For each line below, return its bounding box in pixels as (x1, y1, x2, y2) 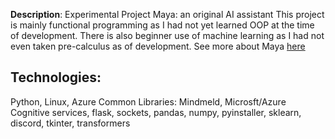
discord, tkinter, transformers (10, 117, 131, 129)
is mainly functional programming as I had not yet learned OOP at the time (10, 19, 315, 31)
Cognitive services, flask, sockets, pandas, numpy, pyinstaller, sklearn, (10, 106, 302, 118)
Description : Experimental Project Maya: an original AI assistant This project (10, 9, 325, 20)
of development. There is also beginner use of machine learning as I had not (10, 30, 325, 41)
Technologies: (10, 69, 102, 86)
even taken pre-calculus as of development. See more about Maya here (10, 40, 306, 52)
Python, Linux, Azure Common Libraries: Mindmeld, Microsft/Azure (10, 95, 287, 108)
